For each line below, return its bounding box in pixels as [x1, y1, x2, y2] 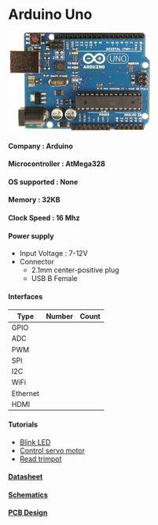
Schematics [8, 490, 49, 499]
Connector [19, 257, 55, 267]
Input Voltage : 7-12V [19, 249, 88, 258]
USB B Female [31, 274, 78, 283]
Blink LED [19, 437, 51, 446]
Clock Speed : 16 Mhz [8, 213, 80, 222]
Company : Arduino [8, 141, 73, 150]
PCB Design [8, 508, 48, 517]
